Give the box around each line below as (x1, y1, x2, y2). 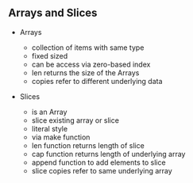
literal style (31, 124, 68, 133)
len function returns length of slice (31, 140, 145, 150)
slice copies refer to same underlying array (31, 166, 172, 175)
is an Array (31, 107, 68, 116)
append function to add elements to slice (31, 158, 166, 167)
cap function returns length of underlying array (31, 149, 186, 158)
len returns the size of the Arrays (31, 67, 140, 78)
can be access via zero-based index (31, 59, 151, 69)
